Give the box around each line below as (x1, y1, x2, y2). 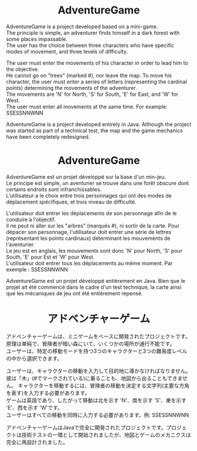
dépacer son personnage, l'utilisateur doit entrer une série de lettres (6, 228, 172, 235)
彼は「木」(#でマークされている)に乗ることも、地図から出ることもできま (6, 375, 183, 382)
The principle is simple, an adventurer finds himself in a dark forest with (6, 29, 180, 36)
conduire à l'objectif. (6, 216, 56, 223)
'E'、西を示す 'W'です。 (6, 404, 63, 411)
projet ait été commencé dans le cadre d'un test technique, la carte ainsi (6, 283, 182, 290)
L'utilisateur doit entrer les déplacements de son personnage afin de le (6, 209, 177, 216)
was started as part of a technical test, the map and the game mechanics (6, 127, 183, 134)
